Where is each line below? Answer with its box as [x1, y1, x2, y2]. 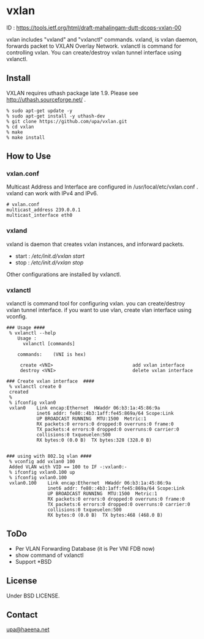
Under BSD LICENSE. [6, 592, 60, 599]
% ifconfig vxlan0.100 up [9, 469, 75, 476]
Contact [6, 610, 38, 620]
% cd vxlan [6, 124, 34, 130]
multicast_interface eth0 [6, 212, 72, 219]
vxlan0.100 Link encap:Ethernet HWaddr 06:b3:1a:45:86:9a [9, 480, 172, 487]
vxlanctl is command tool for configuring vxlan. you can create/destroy [6, 300, 185, 307]
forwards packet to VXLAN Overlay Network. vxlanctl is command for [6, 42, 182, 50]
